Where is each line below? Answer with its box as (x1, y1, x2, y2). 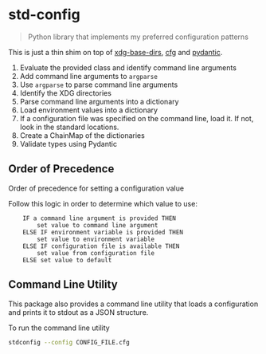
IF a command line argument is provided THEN (22, 214, 177, 222)
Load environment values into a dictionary (19, 105, 158, 115)
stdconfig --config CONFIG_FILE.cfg (8, 338, 130, 346)
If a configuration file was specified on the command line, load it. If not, (19, 113, 254, 123)
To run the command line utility (8, 323, 110, 332)
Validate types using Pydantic (19, 139, 118, 148)
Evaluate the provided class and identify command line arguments (19, 62, 237, 73)
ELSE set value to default (22, 256, 112, 264)
